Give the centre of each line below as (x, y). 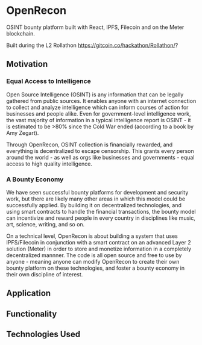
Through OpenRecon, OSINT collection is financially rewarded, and (90, 145)
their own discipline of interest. (45, 274)
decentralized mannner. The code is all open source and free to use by (94, 255)
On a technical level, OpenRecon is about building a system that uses (92, 236)
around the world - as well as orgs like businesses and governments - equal (100, 157)
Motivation (27, 64)
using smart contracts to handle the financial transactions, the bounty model (101, 211)
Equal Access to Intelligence (49, 81)
